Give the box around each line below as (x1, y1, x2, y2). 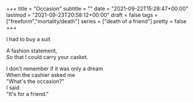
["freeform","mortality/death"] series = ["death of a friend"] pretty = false (6, 18, 187, 24)
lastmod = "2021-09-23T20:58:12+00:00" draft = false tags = (6, 11, 159, 18)
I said (6, 84, 20, 91)
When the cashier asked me (6, 72, 75, 78)
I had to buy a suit (6, 36, 51, 42)
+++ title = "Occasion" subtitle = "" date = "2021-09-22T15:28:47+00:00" (6, 5, 189, 12)
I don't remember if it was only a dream (6, 65, 104, 72)
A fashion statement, (6, 47, 57, 54)
